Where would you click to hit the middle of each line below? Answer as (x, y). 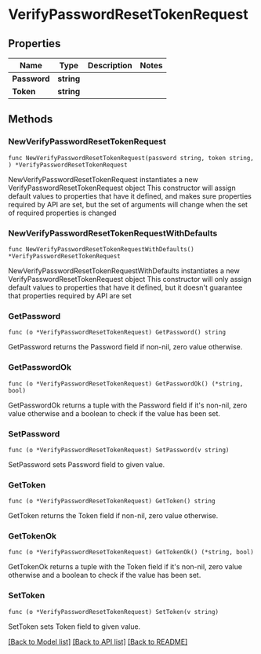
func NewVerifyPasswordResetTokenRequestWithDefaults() (101, 249)
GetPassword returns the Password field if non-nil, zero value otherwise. (125, 347)
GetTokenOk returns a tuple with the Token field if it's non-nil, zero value (125, 567)
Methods (31, 119)
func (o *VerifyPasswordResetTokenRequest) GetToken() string (112, 501)
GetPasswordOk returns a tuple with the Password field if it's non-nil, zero (128, 405)
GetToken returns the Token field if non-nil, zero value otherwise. (113, 516)
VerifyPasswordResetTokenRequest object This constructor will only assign (130, 279)
